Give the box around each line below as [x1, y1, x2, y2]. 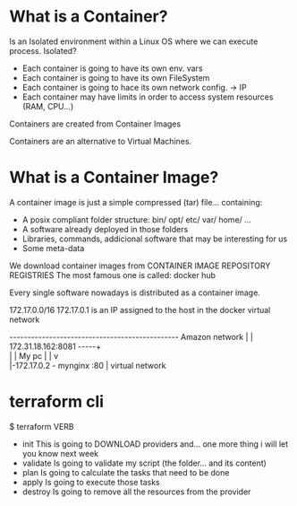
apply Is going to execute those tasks [21, 476, 160, 487]
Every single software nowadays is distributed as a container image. [9, 287, 261, 298]
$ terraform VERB [9, 421, 74, 432]
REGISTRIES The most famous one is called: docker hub [9, 269, 216, 280]
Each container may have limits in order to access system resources [21, 92, 274, 102]
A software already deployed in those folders [21, 223, 189, 234]
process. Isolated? [9, 45, 78, 56]
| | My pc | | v [9, 350, 59, 361]
